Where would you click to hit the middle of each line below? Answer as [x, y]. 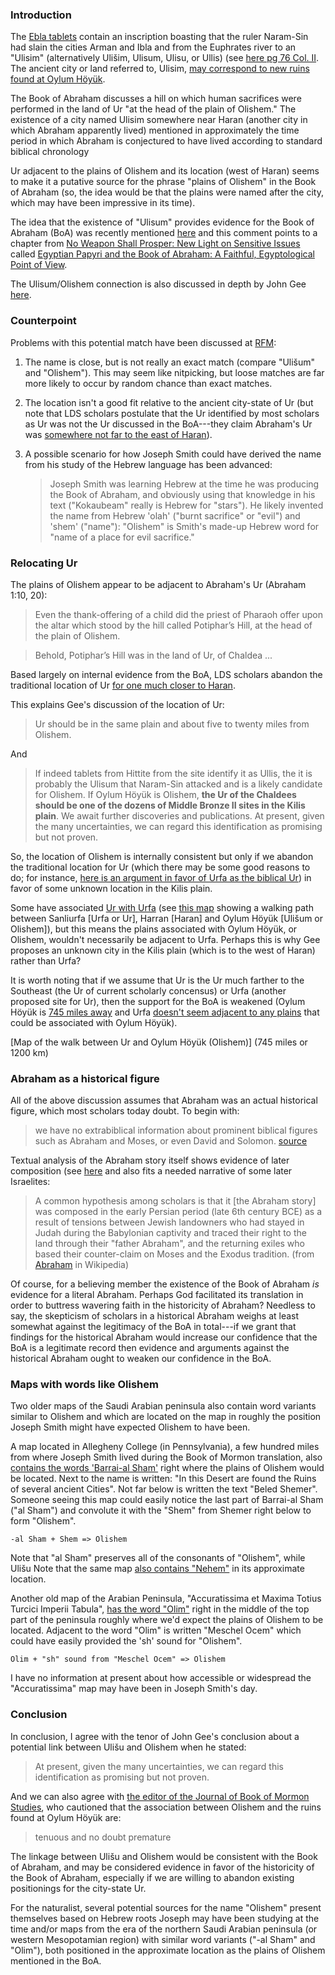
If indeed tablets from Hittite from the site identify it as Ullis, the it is [173, 773]
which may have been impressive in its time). [103, 203]
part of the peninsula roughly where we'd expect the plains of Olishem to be [167, 1620]
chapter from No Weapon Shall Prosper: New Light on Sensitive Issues [155, 244]
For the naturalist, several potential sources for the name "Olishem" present [166, 1907]
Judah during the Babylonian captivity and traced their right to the [170, 1233]
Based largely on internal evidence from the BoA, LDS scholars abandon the [166, 674]
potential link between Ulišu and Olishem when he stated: [128, 1747]
